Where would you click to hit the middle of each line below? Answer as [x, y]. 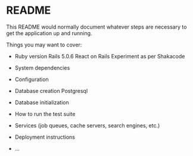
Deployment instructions [45, 137]
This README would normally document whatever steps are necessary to [96, 27]
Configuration [32, 79]
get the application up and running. [49, 33]
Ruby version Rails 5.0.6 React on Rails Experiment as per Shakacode [100, 56]
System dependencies [42, 68]
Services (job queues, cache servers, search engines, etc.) [87, 125]
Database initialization [42, 102]
